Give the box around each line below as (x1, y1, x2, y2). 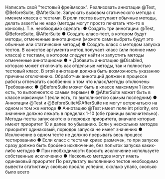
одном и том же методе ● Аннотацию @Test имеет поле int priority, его (5, 105, 159, 111)
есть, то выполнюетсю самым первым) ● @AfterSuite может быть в (5, 89, 151, 95)
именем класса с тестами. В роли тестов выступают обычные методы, (5, 15, 157, 20)
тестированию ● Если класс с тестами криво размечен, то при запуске (5, 137, 159, 143)
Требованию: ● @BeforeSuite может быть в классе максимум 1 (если (5, 84, 154, 89)
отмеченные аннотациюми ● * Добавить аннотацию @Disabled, (5, 57, 144, 63)
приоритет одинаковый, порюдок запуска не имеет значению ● (5, 126, 143, 132)
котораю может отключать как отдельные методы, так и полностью (5, 62, 151, 68)
